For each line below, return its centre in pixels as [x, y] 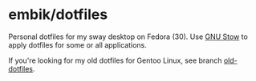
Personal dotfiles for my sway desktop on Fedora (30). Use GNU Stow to [128, 37]
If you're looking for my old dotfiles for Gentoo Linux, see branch [115, 60]
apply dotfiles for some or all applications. [77, 44]
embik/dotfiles [58, 15]
